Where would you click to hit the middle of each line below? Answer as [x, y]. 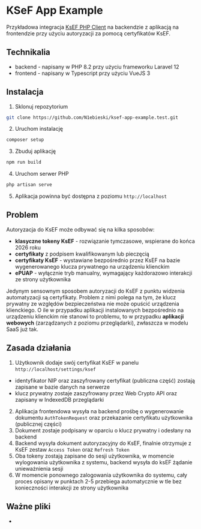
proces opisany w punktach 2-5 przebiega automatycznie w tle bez [98, 481]
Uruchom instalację [39, 129]
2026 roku [28, 247]
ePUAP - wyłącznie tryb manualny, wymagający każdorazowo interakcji [103, 273]
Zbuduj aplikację [35, 151]
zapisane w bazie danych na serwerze [62, 387]
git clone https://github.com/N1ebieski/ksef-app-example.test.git [92, 118]
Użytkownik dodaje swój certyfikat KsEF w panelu [77, 362]
